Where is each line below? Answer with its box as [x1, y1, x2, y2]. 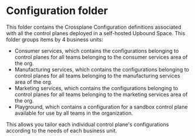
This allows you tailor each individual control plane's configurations [6, 121, 169, 128]
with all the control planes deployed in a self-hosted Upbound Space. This [6, 29, 186, 36]
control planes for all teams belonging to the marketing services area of [14, 91, 188, 98]
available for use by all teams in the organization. [14, 110, 133, 117]
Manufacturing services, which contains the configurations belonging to [14, 66, 190, 73]
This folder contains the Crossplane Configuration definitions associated [6, 23, 181, 30]
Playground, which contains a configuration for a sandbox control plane [14, 103, 188, 110]
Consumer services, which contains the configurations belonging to [14, 47, 179, 54]
